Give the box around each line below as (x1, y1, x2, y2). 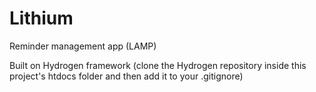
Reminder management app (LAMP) (9, 40, 157, 52)
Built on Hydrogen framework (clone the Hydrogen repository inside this (9, 59, 307, 71)
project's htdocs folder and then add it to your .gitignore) (9, 70, 244, 82)
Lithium (9, 7, 74, 30)
